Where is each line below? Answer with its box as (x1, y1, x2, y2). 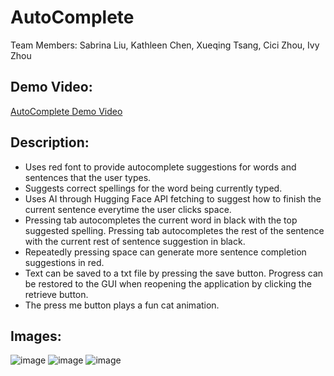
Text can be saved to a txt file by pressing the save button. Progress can (24, 267, 324, 279)
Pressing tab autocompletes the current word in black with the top (24, 214, 298, 226)
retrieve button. (24, 288, 89, 300)
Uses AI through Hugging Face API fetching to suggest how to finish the (24, 192, 322, 205)
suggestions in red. (24, 256, 105, 268)
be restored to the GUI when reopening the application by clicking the (24, 277, 312, 290)
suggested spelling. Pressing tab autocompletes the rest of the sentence (24, 224, 325, 236)
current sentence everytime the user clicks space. (24, 203, 232, 215)
